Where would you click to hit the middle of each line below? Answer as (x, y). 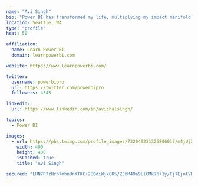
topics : (16, 120)
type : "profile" (26, 28)
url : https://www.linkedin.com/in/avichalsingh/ (72, 109)
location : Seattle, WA (34, 22)
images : (16, 136)
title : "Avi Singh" (41, 164)
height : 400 (31, 152)
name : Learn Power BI (38, 50)
